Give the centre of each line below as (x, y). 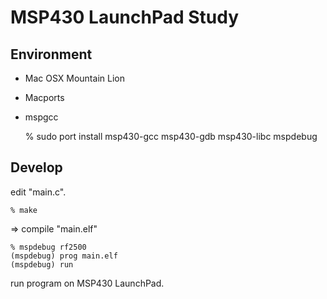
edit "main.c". (38, 192)
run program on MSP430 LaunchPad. (87, 283)
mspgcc (41, 117)
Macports (44, 97)
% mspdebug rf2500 (48, 247)
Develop (36, 167)
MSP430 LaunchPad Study (125, 17)
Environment (51, 54)
